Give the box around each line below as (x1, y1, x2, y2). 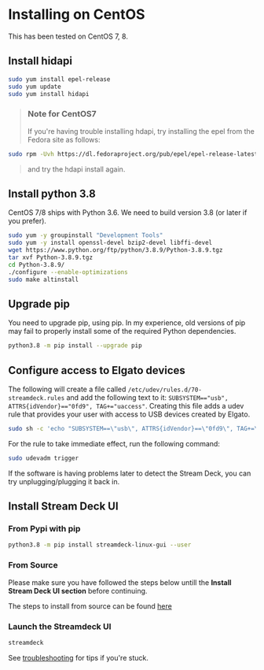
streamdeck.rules (8, 394, 65, 402)
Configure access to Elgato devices (8, 364, 186, 377)
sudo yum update (8, 83, 61, 91)
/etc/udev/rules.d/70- (127, 386, 203, 394)
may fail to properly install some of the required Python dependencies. (8, 327, 236, 336)
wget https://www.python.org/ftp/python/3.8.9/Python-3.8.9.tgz (8, 246, 223, 254)
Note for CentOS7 (27, 109, 97, 120)
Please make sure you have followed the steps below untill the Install (8, 577, 232, 587)
